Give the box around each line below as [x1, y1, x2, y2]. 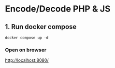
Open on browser [5, 46, 47, 53]
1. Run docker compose [5, 23, 77, 31]
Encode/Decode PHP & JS [5, 3, 111, 14]
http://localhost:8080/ [5, 57, 49, 63]
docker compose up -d [5, 35, 49, 40]
